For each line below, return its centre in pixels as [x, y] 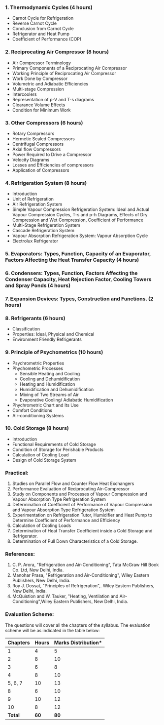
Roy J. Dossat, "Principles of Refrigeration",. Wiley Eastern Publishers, [83, 586]
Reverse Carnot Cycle [34, 23]
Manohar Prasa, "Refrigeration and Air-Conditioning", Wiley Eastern [81, 575]
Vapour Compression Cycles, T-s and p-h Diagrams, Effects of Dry [80, 215]
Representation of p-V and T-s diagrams [53, 99]
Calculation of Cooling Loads [42, 525]
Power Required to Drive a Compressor [52, 154]
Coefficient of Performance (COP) [47, 39]
